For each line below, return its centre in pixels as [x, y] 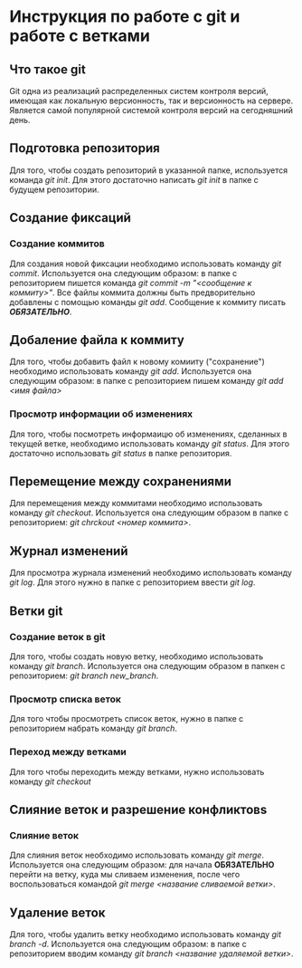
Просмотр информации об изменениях [101, 414]
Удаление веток [57, 912]
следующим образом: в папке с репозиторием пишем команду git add [146, 381]
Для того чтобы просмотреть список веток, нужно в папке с [127, 719]
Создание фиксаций [70, 218]
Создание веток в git [57, 637]
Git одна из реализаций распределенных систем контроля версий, [139, 91]
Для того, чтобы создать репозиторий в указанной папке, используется [149, 170]
